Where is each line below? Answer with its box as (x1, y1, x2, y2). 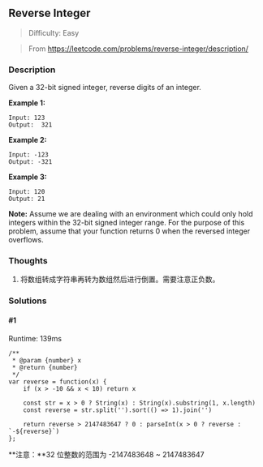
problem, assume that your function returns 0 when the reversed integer (8, 226, 250, 236)
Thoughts (8, 255, 48, 267)
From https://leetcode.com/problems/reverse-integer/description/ (28, 44, 249, 54)
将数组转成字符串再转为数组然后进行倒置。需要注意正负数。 (19, 275, 220, 285)
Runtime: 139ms (8, 333, 63, 343)
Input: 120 (8, 188, 45, 196)
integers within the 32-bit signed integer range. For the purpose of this (8, 218, 245, 228)
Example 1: (8, 98, 46, 108)
